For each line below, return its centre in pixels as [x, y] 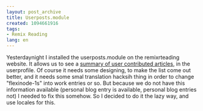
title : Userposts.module [38, 18]
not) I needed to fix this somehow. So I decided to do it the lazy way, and [98, 96]
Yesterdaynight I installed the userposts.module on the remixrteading [93, 57]
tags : [13, 29]
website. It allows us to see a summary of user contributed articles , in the [98, 64]
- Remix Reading [27, 35]
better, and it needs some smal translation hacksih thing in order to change [100, 77]
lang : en [17, 40]
